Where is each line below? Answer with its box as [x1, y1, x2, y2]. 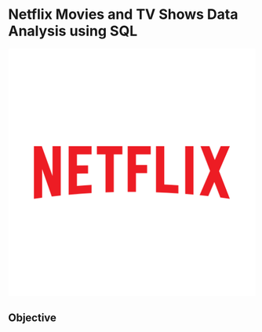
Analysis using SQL [8, 22, 138, 40]
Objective [8, 312, 57, 325]
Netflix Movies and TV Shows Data [8, 5, 238, 24]
